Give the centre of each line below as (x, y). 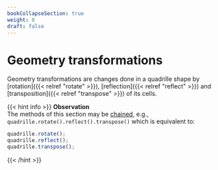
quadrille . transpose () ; (41, 147)
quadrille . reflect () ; (38, 141)
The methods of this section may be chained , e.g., (78, 114)
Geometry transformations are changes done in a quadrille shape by (104, 79)
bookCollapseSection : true (46, 13)
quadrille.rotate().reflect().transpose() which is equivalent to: (101, 121)
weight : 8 (21, 20)
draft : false (26, 26)
